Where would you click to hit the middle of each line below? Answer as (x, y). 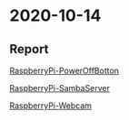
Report (29, 49)
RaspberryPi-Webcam (51, 106)
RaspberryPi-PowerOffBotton (64, 70)
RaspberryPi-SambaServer (60, 88)
